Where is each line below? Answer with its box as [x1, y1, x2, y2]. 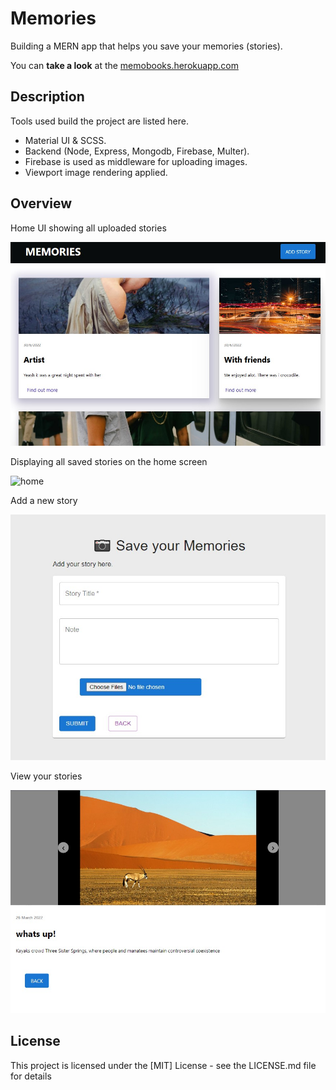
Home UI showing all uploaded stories [10, 222, 167, 234]
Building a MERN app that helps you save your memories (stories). [10, 40, 283, 52]
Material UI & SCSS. [24, 134, 107, 146]
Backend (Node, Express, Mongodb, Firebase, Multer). [24, 145, 250, 157]
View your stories [10, 770, 83, 782]
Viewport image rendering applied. [24, 166, 168, 178]
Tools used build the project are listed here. [10, 115, 189, 127]
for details [10, 1070, 52, 1082]
